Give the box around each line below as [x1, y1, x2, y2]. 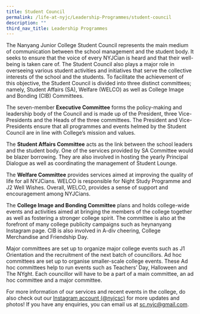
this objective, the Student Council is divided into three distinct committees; [6, 80, 192, 87]
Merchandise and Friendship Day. [6, 234, 89, 241]
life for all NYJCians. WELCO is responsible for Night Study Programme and [6, 178, 192, 185]
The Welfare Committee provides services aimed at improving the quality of [6, 171, 193, 179]
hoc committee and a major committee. [6, 276, 102, 284]
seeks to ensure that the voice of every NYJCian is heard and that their [6, 54, 180, 61]
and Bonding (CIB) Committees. [6, 92, 84, 100]
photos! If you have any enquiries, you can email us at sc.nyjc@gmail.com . [6, 301, 189, 308]
